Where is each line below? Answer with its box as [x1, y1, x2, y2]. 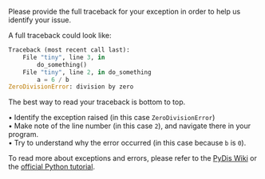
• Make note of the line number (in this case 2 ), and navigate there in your [8, 121, 251, 130]
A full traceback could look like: [8, 31, 112, 40]
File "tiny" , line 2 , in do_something [22, 68, 152, 76]
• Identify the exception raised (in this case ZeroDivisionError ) [8, 113, 216, 123]
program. [8, 130, 39, 139]
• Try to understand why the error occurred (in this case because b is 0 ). [8, 138, 247, 148]
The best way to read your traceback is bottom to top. [8, 97, 186, 107]
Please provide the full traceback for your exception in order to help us [8, 7, 241, 16]
